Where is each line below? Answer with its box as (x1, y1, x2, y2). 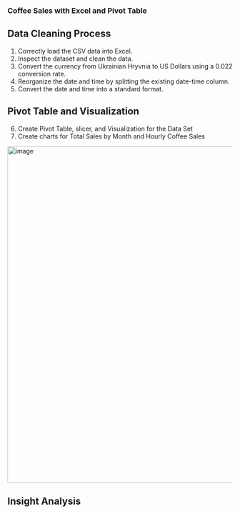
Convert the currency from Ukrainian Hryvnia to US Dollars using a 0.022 (17, 61, 233, 70)
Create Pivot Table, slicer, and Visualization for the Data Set (17, 124, 193, 133)
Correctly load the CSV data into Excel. (17, 46, 133, 55)
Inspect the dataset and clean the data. (17, 54, 134, 63)
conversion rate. (17, 69, 66, 78)
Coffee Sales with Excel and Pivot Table (7, 6, 148, 16)
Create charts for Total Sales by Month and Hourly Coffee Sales (17, 131, 206, 141)
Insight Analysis (7, 495, 81, 507)
